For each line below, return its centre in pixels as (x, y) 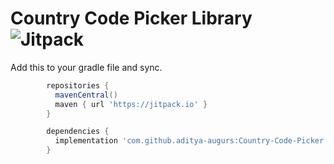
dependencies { (78, 132)
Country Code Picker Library (131, 18)
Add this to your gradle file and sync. (86, 67)
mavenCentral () (86, 95)
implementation (86, 141)
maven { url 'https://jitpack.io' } (131, 104)
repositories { (78, 85)
